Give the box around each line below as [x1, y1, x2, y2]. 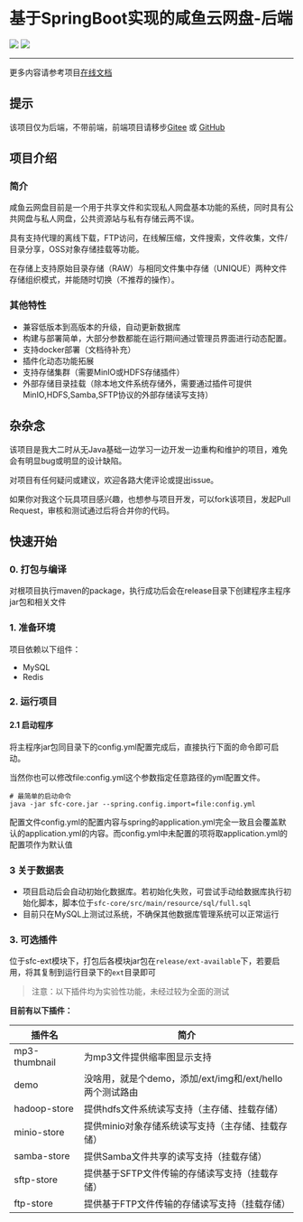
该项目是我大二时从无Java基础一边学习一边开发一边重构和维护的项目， [9, 443, 272, 454]
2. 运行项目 [9, 695, 58, 708]
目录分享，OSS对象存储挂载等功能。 [9, 244, 144, 255]
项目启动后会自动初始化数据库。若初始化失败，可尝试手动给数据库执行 [22, 886, 284, 897]
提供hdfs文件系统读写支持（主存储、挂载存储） [84, 1103, 284, 1115]
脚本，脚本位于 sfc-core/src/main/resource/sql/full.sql [38, 897, 252, 908]
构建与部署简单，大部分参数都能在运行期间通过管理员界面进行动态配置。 [22, 332, 291, 343]
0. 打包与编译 [9, 563, 68, 575]
